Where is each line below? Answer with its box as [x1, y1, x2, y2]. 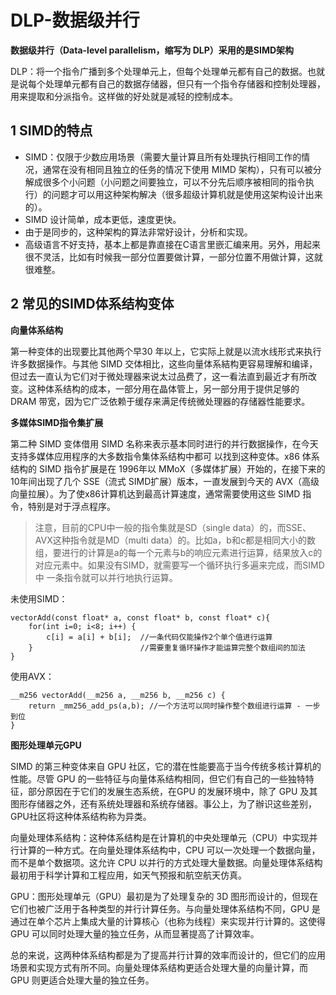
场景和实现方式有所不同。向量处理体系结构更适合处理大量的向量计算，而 [10, 961, 308, 973]
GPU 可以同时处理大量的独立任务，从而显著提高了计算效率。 [10, 927, 260, 940]
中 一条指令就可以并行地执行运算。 [34, 571, 178, 583]
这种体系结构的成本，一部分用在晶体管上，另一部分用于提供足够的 [27, 382, 300, 395]
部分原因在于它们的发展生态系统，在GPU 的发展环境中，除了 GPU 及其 [27, 785, 318, 797]
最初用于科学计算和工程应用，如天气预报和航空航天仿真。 [10, 869, 247, 881]
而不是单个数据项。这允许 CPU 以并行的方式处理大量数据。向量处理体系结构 [10, 856, 323, 868]
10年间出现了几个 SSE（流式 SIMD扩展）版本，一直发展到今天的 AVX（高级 [10, 475, 320, 487]
